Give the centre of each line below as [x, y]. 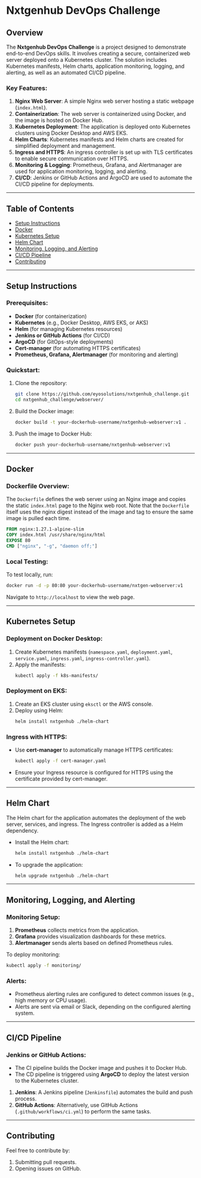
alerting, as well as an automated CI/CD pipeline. [66, 72]
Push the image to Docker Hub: [54, 434]
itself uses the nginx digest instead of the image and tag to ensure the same [100, 512]
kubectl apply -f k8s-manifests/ [57, 676]
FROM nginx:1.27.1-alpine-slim [45, 529]
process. [26, 1098]
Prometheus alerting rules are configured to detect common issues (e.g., [104, 994]
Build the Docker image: [45, 411]
